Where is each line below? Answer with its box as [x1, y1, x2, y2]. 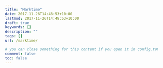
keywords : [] [5, 25, 32, 30]
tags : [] [5, 34, 23, 39]
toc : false [5, 56, 27, 60]
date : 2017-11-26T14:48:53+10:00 [5, 11, 73, 16]
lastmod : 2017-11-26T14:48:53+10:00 [5, 16, 79, 21]
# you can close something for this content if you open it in [5, 46, 136, 52]
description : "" [5, 29, 38, 34]
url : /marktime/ [5, 38, 38, 43]
